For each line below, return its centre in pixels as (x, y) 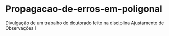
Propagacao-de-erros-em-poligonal (84, 9)
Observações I (21, 28)
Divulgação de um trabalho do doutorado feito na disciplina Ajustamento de (85, 23)
